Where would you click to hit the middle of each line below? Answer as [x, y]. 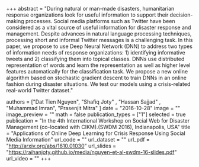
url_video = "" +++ [29, 158]
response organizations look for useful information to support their [87, 15]
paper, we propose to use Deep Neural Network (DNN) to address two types [99, 46]
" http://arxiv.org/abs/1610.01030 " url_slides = [61, 146]
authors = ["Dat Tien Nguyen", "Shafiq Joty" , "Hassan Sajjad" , [84, 102]
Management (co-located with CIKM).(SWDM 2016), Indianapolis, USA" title [98, 127]
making [15, 21]
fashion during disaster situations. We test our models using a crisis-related [98, 84]
